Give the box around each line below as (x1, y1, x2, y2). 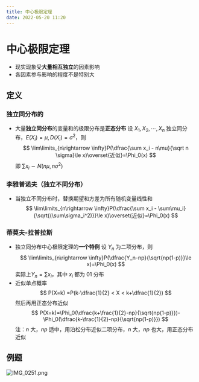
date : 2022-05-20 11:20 (6, 14, 66, 21)
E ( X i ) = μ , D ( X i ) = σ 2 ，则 (25, 132, 86, 142)
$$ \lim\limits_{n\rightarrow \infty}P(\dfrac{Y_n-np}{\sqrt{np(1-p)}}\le (20, 254, 192, 261)
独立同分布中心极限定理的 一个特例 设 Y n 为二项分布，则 (14, 243, 153, 252)
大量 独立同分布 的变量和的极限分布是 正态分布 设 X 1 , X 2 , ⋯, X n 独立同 (14, 125, 183, 133)
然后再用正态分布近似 (14, 299, 68, 307)
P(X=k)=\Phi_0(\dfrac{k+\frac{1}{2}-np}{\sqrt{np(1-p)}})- (39, 309, 181, 317)
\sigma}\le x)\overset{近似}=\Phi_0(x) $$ (55, 151, 157, 159)
